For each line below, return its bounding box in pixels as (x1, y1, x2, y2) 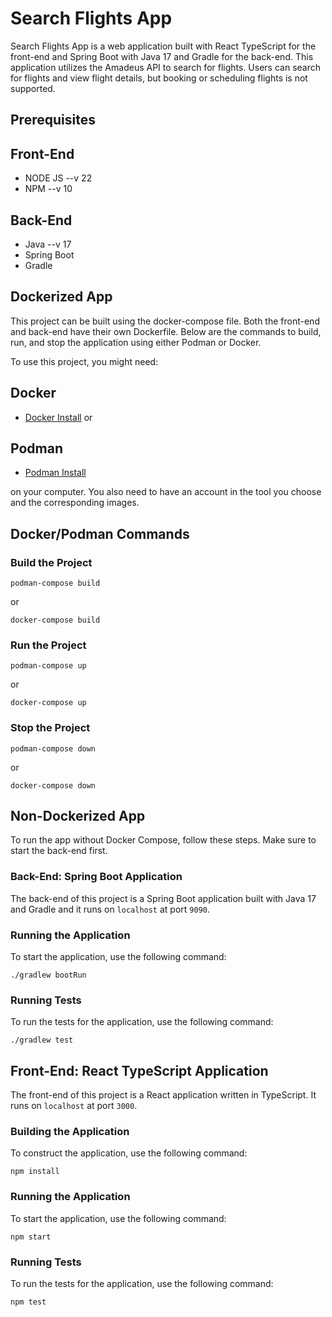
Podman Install (24, 467, 87, 479)
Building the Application (10, 1125, 130, 1139)
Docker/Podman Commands (10, 525, 190, 542)
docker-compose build (10, 615, 101, 626)
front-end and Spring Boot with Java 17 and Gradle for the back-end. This (10, 50, 314, 62)
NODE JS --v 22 (24, 172, 93, 184)
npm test (10, 1297, 47, 1307)
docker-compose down (10, 780, 97, 791)
